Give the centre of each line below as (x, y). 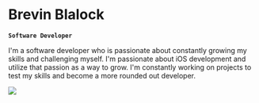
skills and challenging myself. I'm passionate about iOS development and (127, 59)
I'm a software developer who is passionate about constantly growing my (128, 50)
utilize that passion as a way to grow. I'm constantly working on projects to (130, 67)
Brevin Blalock (56, 15)
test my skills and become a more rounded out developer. (102, 75)
